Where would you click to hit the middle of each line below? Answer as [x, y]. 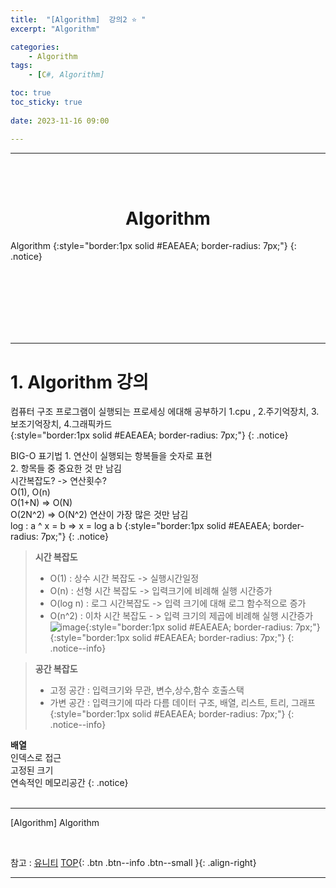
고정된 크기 [32, 770]
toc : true [31, 93]
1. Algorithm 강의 [80, 382]
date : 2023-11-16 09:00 [60, 121]
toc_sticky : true [46, 102]
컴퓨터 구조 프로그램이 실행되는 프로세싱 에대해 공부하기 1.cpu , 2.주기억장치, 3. [165, 412]
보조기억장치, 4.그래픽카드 [61, 424]
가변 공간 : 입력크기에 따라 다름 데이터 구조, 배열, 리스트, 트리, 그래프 [182, 703]
